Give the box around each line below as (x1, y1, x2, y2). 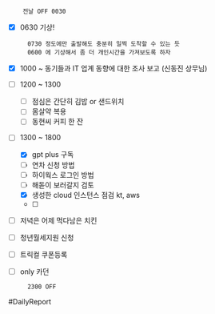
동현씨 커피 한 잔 (31, 117, 84, 127)
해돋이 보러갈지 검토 (31, 179, 94, 190)
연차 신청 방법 (31, 159, 75, 170)
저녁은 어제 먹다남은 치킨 (19, 215, 98, 225)
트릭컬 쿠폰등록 (19, 249, 68, 259)
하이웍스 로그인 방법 (31, 170, 94, 179)
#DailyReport (8, 297, 52, 306)
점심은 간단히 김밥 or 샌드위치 (31, 97, 125, 107)
